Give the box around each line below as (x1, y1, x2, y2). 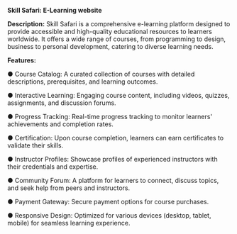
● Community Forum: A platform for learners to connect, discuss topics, (7, 177, 219, 184)
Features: (7, 56, 37, 65)
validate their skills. (7, 141, 64, 150)
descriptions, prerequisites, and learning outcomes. (7, 77, 158, 86)
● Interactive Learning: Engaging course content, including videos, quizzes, (7, 91, 230, 99)
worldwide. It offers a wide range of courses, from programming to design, (7, 35, 226, 43)
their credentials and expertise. (7, 162, 99, 171)
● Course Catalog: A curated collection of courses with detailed (7, 70, 195, 78)
